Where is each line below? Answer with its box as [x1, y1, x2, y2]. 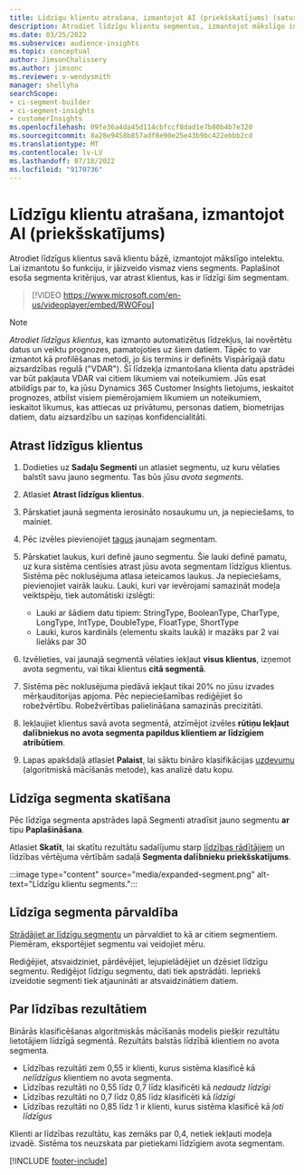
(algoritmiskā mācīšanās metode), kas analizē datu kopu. [22, 765, 235, 775]
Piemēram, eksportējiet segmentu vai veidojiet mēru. [9, 939, 206, 949]
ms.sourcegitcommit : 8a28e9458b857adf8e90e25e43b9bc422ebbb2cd [9, 131, 253, 140]
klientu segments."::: [62, 878, 138, 889]
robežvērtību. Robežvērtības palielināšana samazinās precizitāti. [22, 700, 264, 711]
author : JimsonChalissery [9, 55, 107, 64]
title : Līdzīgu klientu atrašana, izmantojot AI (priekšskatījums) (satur [9, 13, 298, 23]
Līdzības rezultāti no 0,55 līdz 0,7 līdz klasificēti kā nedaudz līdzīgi [22, 1082, 271, 1093]
